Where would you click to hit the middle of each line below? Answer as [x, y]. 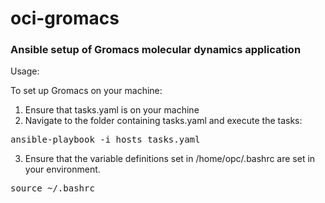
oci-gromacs [65, 18]
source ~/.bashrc [52, 188]
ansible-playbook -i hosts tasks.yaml [105, 140]
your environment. [62, 169]
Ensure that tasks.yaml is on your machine [112, 110]
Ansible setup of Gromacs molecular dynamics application [156, 50]
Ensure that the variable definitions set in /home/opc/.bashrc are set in [170, 159]
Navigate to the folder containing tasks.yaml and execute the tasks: [163, 121]
